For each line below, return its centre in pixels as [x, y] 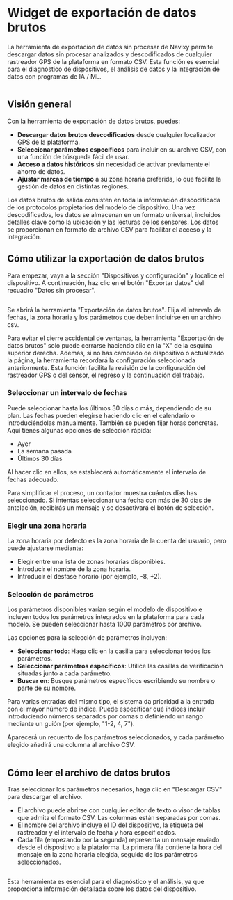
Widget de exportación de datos [102, 13]
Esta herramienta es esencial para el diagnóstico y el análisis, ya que [106, 882]
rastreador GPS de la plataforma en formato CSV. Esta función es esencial [113, 61]
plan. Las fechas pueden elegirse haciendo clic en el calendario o [101, 415]
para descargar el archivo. [45, 797]
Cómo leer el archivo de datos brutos [89, 772]
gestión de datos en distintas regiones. [73, 186]
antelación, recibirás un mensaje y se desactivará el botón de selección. [111, 507]
